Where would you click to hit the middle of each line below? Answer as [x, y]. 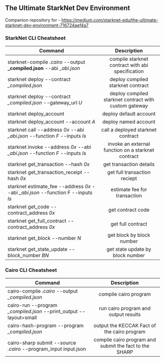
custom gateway [129, 106]
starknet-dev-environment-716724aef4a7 [47, 25]
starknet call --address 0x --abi [46, 130]
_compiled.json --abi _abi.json [44, 68]
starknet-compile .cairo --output [46, 62]
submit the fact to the [125, 346]
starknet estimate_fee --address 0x [49, 187]
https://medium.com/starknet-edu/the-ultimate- [110, 20]
